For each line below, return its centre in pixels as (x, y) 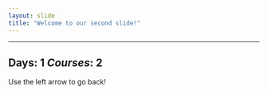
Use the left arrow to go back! (57, 82)
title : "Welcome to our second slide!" (75, 23)
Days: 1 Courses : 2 (55, 63)
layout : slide (32, 16)
